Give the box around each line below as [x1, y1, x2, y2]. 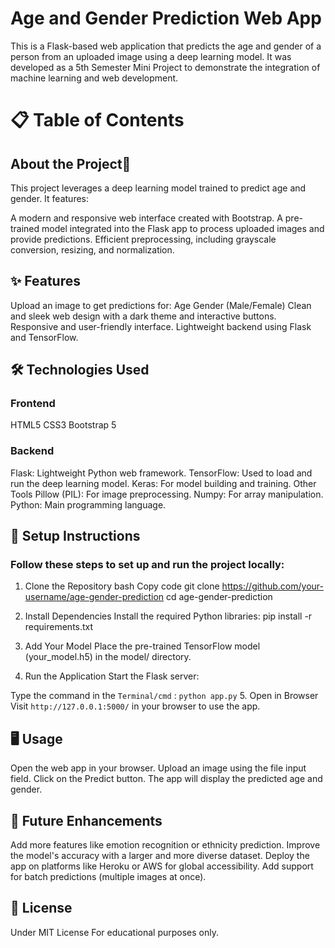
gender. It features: [10, 192, 90, 204]
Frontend [10, 397, 56, 411]
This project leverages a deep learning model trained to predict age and [10, 182, 307, 194]
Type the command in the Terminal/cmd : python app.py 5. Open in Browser [10, 690, 319, 702]
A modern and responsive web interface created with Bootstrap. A [10, 212, 283, 224]
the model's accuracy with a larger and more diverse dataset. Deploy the [10, 850, 310, 862]
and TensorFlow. [10, 331, 79, 343]
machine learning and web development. [10, 72, 179, 84]
